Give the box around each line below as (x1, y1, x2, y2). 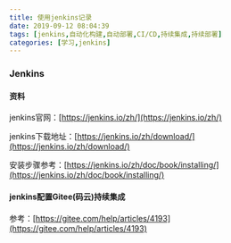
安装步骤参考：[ (9, 160, 68, 171)
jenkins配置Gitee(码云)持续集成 (9, 191, 126, 202)
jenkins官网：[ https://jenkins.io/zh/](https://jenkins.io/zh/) (9, 113, 222, 123)
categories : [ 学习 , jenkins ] (9, 38, 111, 47)
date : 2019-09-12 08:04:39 (9, 21, 110, 30)
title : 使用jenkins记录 (9, 13, 92, 22)
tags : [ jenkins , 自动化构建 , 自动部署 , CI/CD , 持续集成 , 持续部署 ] (9, 29, 223, 38)
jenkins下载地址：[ (9, 131, 78, 142)
